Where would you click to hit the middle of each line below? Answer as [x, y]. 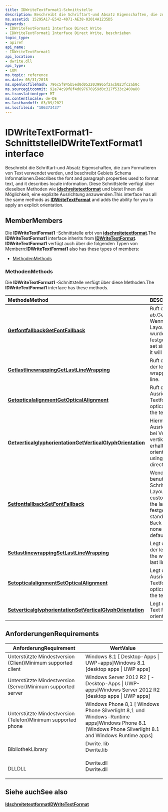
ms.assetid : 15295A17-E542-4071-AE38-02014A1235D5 [59, 19]
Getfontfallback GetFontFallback [46, 330]
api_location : [20, 56]
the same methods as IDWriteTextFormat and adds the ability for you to [79, 199]
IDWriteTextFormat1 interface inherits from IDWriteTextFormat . [71, 238]
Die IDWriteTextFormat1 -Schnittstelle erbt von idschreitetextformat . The [81, 233]
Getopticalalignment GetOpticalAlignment [58, 400]
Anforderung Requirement [44, 648]
